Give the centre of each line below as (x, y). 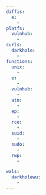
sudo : (18, 144)
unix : (18, 67)
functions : (19, 61)
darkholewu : (26, 177)
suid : (18, 133)
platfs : (16, 28)
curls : (14, 45)
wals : (13, 172)
